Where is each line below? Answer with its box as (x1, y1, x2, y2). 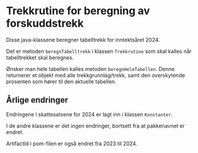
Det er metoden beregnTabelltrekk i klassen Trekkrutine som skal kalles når (6, 47, 192, 54)
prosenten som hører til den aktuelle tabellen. (6, 78, 116, 85)
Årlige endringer (6, 95, 69, 105)
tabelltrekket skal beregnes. (6, 54, 74, 61)
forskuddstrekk (6, 17, 84, 30)
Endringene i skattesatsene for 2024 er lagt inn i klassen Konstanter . (6, 110, 173, 118)
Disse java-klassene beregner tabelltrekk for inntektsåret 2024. (6, 36, 160, 43)
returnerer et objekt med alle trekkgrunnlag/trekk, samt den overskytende (6, 71, 185, 79)
